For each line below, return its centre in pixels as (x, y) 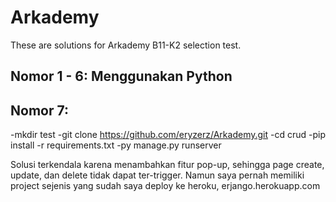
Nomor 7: (39, 110)
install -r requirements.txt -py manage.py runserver (116, 145)
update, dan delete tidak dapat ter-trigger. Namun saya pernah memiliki (157, 175)
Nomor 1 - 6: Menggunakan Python (121, 76)
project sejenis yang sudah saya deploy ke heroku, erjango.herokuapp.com (165, 186)
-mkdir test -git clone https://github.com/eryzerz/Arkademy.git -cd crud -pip (168, 135)
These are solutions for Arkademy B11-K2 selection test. (126, 45)
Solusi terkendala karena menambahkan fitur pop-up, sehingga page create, (167, 165)
